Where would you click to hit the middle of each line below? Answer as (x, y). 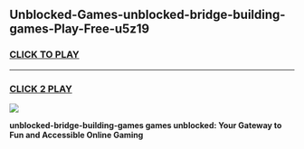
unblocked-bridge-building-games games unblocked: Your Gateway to (146, 125)
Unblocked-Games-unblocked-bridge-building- (147, 15)
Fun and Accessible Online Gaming (76, 135)
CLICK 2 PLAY (41, 88)
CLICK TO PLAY (44, 55)
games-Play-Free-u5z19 (80, 29)
